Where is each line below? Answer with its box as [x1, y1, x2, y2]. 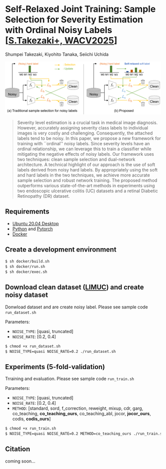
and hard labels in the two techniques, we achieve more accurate [17, 172, 150, 178]
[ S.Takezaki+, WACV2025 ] [5, 35, 118, 46]
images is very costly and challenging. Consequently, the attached [17, 130, 153, 136]
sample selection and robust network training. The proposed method [17, 177, 158, 183]
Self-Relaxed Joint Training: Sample [5, 3, 156, 15]
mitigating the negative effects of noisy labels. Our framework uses [17, 151, 154, 157]
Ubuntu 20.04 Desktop [12, 220, 59, 226]
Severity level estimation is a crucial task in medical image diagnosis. [17, 120, 158, 126]
